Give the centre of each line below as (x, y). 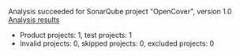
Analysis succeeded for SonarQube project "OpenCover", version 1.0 (120, 11)
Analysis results (34, 20)
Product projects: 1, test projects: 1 (76, 35)
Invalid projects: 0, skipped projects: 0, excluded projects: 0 (117, 43)
